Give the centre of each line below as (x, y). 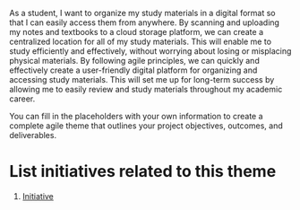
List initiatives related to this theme (143, 172)
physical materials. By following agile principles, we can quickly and (134, 61)
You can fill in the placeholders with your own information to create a (136, 116)
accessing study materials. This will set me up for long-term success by (142, 79)
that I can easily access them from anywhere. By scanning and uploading (145, 22)
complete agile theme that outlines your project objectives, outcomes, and (146, 126)
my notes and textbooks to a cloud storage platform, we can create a (137, 32)
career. (22, 99)
